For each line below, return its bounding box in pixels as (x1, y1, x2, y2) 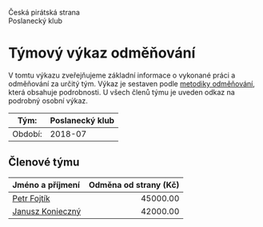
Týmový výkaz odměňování (8, 44, 196, 62)
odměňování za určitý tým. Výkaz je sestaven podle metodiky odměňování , (8, 78, 256, 88)
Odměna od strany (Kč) (88, 179, 180, 190)
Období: (12, 128, 42, 139)
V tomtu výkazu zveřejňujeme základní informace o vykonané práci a (8, 70, 236, 80)
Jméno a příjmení (12, 179, 80, 190)
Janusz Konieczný (12, 205, 82, 217)
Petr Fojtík (12, 193, 50, 204)
